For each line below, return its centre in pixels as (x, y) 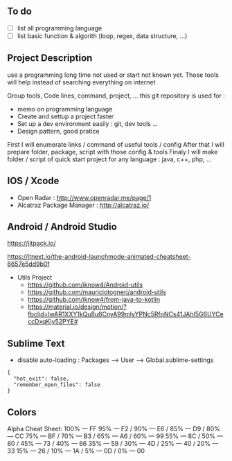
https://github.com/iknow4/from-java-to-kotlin (94, 300)
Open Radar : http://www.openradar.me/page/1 (84, 197)
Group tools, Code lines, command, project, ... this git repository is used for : (116, 96)
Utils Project (35, 278)
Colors (22, 412)
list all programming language (60, 28)
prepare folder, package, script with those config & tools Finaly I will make (113, 152)
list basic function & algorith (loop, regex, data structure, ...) (102, 36)
